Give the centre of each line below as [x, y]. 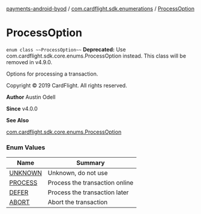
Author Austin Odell [31, 97]
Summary [91, 163]
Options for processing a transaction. [52, 74]
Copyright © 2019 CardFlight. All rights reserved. [67, 85]
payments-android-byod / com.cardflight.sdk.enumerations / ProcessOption [100, 9]
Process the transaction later [88, 192]
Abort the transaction [78, 202]
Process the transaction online [91, 183]
